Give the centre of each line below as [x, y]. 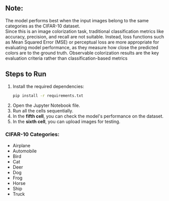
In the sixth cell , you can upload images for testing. [66, 122]
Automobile [25, 151]
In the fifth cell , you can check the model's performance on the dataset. [88, 116]
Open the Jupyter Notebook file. [46, 105]
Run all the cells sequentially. [43, 110]
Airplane [21, 145]
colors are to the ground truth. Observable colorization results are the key [82, 53]
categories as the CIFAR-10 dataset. [43, 26]
